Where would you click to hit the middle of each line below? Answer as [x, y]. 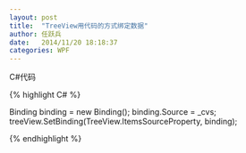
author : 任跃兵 [35, 34]
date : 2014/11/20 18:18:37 [64, 42]
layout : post [34, 17]
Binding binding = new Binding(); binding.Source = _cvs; [113, 112]
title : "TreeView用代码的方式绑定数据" [79, 26]
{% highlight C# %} [45, 95]
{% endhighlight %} [46, 139]
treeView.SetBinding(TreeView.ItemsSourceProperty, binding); [123, 122]
